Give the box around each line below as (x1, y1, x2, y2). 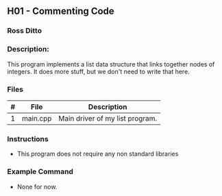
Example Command (7, 167, 74, 177)
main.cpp (21, 113, 52, 123)
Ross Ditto (7, 26, 42, 36)
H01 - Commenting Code (7, 5, 114, 17)
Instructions (7, 134, 49, 143)
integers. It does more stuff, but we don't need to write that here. (7, 67, 190, 75)
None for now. (16, 182, 58, 191)
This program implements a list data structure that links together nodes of (7, 60, 215, 68)
